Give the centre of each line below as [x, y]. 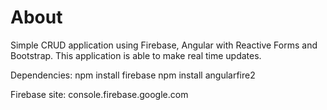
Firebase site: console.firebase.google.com [99, 94]
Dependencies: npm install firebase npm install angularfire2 [133, 75]
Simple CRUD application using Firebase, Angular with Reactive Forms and [164, 45]
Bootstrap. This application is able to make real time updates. [136, 55]
